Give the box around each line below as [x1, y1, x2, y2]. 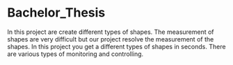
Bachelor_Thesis [7, 5, 106, 21]
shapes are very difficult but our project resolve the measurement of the [7, 35, 214, 43]
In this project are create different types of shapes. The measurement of [7, 28, 214, 36]
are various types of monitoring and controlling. [7, 50, 144, 58]
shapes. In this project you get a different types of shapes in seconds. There [7, 42, 226, 50]
